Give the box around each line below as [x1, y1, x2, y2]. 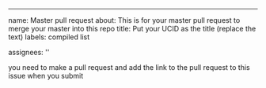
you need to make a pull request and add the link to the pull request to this [8, 63, 251, 71]
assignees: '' [8, 48, 50, 57]
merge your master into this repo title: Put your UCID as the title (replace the [8, 24, 256, 33]
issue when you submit [8, 71, 84, 80]
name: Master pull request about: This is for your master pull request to [8, 16, 241, 24]
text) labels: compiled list [8, 32, 90, 42]
